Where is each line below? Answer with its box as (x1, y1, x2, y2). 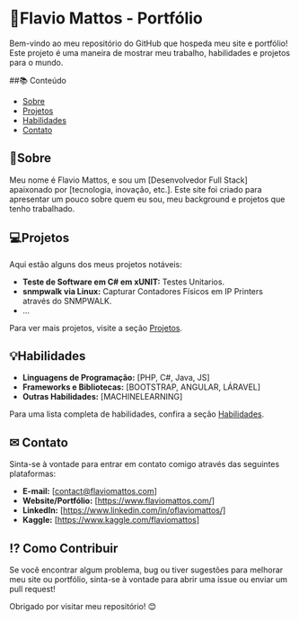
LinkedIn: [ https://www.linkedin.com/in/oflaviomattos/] (22, 505, 226, 516)
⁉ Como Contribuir (9, 540, 119, 556)
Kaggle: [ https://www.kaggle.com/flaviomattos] (22, 515, 200, 526)
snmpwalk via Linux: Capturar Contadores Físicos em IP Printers (22, 285, 263, 296)
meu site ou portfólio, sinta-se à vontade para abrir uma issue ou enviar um (9, 574, 287, 584)
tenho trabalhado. (9, 202, 75, 214)
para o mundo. (9, 57, 64, 67)
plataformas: (9, 468, 57, 480)
